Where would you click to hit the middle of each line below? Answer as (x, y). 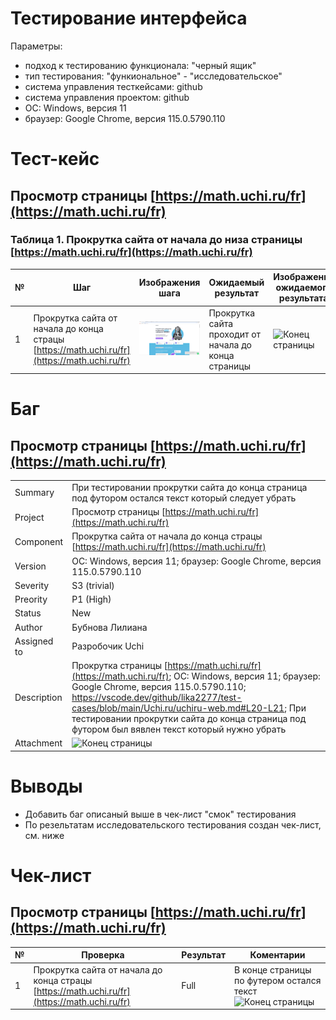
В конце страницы (273, 969)
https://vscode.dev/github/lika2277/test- (157, 698)
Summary (34, 493)
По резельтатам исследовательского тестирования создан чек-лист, (173, 824)
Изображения (169, 282)
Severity (32, 585)
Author (28, 627)
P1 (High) (91, 599)
